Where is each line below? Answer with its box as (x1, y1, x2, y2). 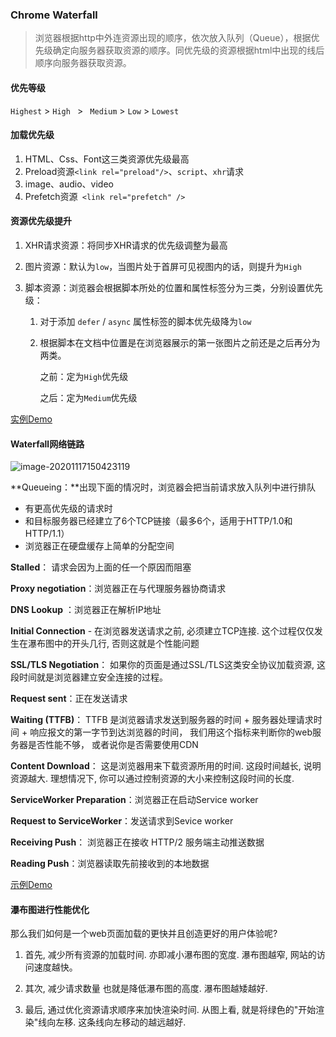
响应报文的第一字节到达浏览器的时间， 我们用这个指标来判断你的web (29, 726, 313, 738)
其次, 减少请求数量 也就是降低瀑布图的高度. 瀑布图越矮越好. (24, 983, 268, 995)
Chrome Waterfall (10, 8, 98, 22)
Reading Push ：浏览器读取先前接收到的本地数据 (10, 858, 210, 870)
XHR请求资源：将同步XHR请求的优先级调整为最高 (24, 239, 228, 251)
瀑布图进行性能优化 (10, 903, 90, 915)
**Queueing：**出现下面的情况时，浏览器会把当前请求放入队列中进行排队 (10, 481, 316, 493)
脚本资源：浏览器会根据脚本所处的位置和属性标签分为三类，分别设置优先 (24, 281, 323, 293)
